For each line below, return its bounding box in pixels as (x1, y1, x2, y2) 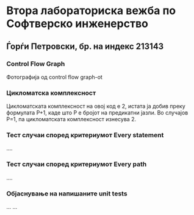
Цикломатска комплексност (6, 88, 96, 97)
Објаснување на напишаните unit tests (6, 189, 128, 198)
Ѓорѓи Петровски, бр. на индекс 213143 (6, 41, 164, 51)
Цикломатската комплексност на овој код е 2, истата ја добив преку (6, 102, 186, 110)
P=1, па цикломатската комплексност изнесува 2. (6, 116, 136, 123)
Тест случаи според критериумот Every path (6, 160, 147, 168)
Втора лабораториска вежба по (6, 4, 176, 18)
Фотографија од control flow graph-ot (6, 73, 102, 80)
